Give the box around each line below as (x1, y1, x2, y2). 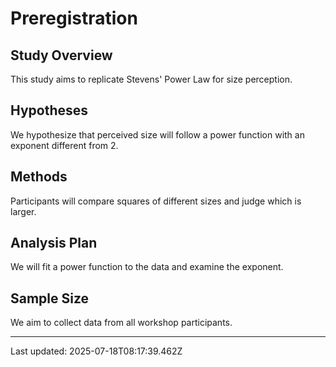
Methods (10, 168, 68, 186)
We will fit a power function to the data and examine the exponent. (10, 261, 284, 273)
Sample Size (10, 290, 90, 307)
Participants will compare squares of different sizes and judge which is (10, 195, 302, 207)
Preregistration (10, 7, 138, 30)
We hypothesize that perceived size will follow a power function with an (10, 128, 305, 141)
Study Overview (10, 47, 113, 64)
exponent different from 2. (10, 139, 119, 151)
